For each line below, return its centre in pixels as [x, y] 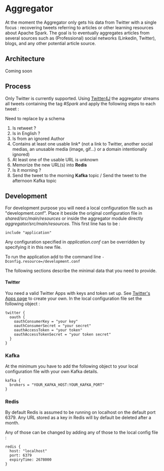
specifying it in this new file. [33, 247]
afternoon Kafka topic [34, 181]
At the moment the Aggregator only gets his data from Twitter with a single [81, 22]
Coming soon [19, 71]
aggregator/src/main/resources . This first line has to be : [63, 224]
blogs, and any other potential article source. [50, 43]
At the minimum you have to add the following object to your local [72, 366]
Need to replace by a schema [35, 118]
